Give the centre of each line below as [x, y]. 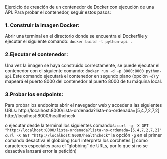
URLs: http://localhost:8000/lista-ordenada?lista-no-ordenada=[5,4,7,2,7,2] [82, 110]
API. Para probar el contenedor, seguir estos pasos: [58, 12]
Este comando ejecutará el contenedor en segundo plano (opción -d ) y [86, 76]
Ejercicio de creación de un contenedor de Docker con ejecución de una [80, 7]
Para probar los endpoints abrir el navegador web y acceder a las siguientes [83, 105]
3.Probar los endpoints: [34, 94]
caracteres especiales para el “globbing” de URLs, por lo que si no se [77, 146]
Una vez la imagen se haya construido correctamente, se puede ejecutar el [82, 65]
